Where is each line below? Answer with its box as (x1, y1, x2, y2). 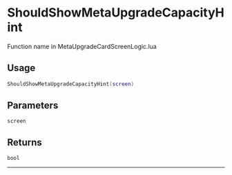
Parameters (7, 100, 59, 112)
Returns (7, 136, 43, 148)
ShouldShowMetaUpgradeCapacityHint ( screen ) (7, 81, 135, 87)
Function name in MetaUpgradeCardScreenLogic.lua (7, 42, 157, 50)
